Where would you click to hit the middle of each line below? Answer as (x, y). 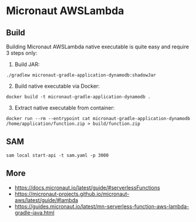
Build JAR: (27, 64)
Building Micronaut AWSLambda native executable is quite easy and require (98, 47)
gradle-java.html (34, 213)
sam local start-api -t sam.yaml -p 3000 (58, 155)
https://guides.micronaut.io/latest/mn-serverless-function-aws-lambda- (102, 206)
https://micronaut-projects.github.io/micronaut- (72, 194)
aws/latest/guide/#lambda (46, 200)
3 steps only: (22, 53)
